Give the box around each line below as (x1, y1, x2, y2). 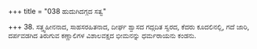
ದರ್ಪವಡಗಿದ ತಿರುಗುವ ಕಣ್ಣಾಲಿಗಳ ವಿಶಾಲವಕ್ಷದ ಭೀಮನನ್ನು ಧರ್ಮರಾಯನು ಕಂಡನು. (8, 31, 196, 40)
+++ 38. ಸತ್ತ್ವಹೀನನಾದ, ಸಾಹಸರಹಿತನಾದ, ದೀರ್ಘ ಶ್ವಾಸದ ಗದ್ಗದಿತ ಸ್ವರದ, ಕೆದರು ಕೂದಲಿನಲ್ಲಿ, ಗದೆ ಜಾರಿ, (8, 23, 250, 31)
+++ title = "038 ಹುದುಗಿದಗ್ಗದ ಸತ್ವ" (8, 7, 107, 16)
